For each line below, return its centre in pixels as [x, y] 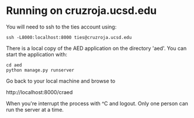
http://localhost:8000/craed [39, 92]
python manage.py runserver [40, 70]
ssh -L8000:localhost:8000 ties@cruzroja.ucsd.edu [69, 37]
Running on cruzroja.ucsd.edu [82, 11]
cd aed [14, 65]
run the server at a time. [35, 109]
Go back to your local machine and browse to [61, 81]
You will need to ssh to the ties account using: [61, 27]
